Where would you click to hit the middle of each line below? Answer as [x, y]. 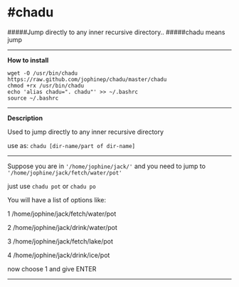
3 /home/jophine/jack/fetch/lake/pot [60, 241]
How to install [28, 60]
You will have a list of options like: [57, 199]
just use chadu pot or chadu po [52, 186]
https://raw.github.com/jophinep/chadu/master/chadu [87, 79]
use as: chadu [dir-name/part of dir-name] [71, 145]
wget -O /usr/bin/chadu [43, 73]
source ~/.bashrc [33, 98]
